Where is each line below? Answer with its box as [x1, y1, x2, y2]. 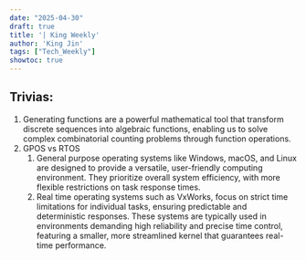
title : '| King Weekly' [9, 30, 100, 39]
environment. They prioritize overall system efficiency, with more [36, 172, 281, 182]
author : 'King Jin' [9, 38, 84, 48]
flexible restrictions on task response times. [36, 182, 201, 192]
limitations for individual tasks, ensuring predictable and [36, 201, 248, 212]
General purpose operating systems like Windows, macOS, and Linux [36, 152, 297, 163]
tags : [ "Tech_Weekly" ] [9, 47, 96, 57]
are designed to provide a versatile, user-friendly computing [36, 161, 263, 173]
